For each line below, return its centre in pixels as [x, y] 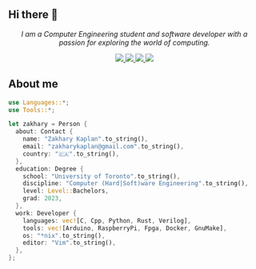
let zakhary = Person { [48, 125]
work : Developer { [46, 213]
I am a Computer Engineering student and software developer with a [134, 34]
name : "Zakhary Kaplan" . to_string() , [86, 139]
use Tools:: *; [32, 110]
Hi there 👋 [33, 15]
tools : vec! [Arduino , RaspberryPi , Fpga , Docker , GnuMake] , [125, 228]
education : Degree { [50, 168]
